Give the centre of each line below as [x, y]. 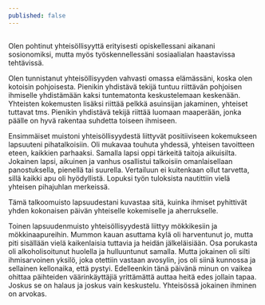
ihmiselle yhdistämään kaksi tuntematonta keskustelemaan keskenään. [125, 96]
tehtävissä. [26, 63]
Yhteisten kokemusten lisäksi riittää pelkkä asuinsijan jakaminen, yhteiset [128, 104]
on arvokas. [28, 294]
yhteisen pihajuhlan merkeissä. [59, 187]
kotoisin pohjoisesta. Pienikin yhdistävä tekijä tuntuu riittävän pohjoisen [125, 87]
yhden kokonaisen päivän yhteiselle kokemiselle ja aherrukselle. [113, 211]
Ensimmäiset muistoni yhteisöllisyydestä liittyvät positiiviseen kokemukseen [133, 136]
